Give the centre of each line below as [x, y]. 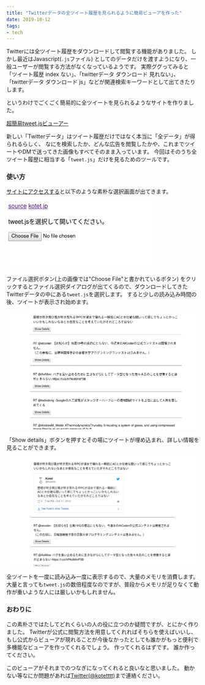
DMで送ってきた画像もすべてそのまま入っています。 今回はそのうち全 [110, 152]
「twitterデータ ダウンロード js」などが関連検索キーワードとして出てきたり [101, 82]
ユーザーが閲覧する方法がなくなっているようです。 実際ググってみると [100, 67]
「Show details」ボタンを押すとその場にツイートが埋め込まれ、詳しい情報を [103, 440]
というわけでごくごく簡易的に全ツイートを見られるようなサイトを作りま [97, 103]
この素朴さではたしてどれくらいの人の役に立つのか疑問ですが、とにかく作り [103, 624]
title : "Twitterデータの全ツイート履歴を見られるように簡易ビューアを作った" [94, 13]
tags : [13, 26]
